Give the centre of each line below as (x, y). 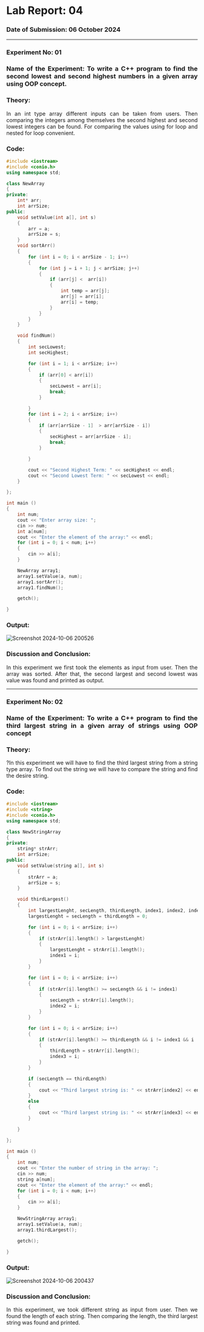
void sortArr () (36, 246)
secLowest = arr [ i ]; (76, 386)
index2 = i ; (65, 1006)
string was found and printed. (43, 1323)
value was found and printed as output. (55, 680)
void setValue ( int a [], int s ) (57, 217)
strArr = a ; (43, 877)
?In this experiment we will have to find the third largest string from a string (102, 763)
